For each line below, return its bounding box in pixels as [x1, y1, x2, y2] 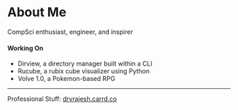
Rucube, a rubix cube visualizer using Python [17, 67, 150, 75]
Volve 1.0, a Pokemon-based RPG [17, 75, 115, 83]
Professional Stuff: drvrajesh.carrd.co [7, 94, 117, 103]
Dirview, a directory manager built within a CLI [17, 59, 153, 68]
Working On [7, 44, 44, 52]
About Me [7, 4, 67, 20]
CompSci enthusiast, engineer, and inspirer [7, 28, 133, 36]
